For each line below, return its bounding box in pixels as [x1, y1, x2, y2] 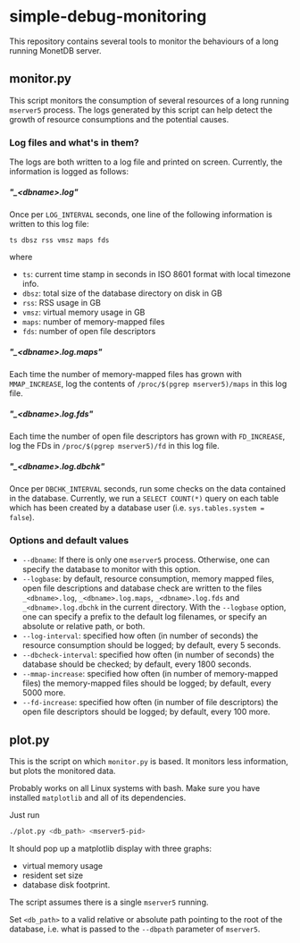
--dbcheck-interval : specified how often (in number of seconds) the [21, 650, 275, 661]
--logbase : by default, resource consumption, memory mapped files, [21, 574, 275, 585]
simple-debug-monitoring [9, 6, 207, 27]
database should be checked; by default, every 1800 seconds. [21, 659, 252, 669]
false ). [9, 511, 35, 522]
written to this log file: [9, 219, 89, 230]
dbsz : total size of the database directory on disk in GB [21, 288, 223, 299]
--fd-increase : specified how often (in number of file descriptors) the [21, 697, 279, 708]
